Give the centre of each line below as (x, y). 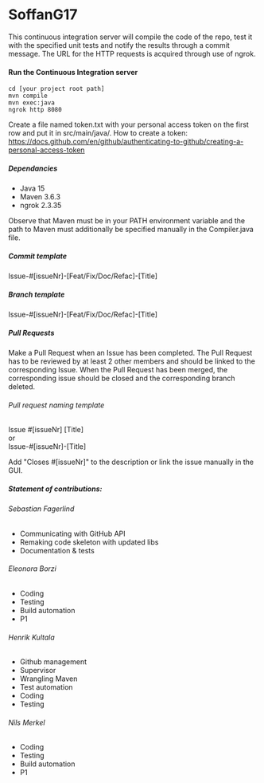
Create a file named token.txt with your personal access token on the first (128, 124)
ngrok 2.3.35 (41, 206)
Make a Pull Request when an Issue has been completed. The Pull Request (130, 353)
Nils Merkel (27, 722)
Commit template (38, 256)
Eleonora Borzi (33, 569)
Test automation (46, 687)
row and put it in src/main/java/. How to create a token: (98, 133)
